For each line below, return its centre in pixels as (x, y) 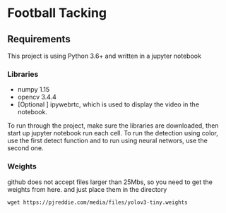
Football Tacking (57, 13)
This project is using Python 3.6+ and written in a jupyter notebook (104, 56)
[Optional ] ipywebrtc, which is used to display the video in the (108, 104)
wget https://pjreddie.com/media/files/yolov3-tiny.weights (98, 202)
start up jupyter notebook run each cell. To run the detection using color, (113, 133)
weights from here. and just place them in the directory (87, 189)
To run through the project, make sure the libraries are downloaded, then (113, 126)
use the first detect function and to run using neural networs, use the (108, 141)
